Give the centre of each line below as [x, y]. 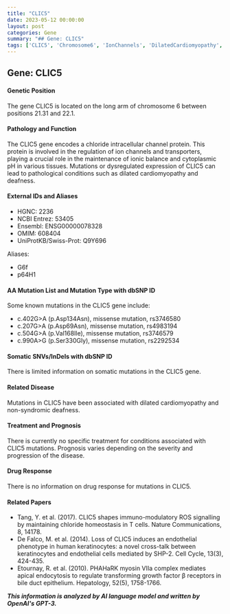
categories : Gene [32, 33]
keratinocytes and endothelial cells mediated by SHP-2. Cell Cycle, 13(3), [120, 554]
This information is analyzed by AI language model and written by [104, 596]
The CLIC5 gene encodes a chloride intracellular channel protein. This [106, 144]
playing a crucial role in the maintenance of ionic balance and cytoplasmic [112, 158]
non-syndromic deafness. [44, 410]
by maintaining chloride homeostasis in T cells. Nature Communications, [119, 525]
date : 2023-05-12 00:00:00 [46, 20]
